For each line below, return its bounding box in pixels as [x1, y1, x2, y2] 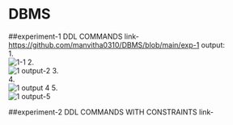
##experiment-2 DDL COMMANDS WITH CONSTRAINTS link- [8, 106, 214, 117]
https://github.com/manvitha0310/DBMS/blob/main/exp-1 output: [8, 40, 225, 49]
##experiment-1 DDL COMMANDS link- [8, 31, 139, 41]
